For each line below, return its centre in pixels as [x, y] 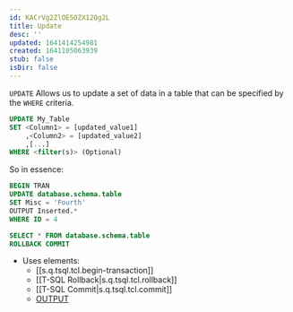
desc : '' [26, 34]
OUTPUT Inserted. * [43, 211]
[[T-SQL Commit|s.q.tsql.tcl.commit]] [104, 290]
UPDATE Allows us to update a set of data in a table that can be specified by [146, 93]
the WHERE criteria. [42, 102]
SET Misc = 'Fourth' [48, 203]
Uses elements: [51, 261]
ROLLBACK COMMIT [39, 244]
